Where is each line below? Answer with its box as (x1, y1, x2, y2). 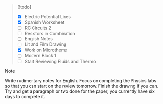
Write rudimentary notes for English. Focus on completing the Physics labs (5, 77, 157, 83)
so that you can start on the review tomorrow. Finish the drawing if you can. (5, 83, 159, 89)
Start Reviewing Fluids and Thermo (24, 58, 96, 64)
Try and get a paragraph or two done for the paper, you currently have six (5, 88, 155, 94)
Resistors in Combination (24, 31, 75, 36)
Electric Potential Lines (24, 14, 71, 19)
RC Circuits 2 (24, 25, 52, 31)
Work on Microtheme (24, 47, 67, 53)
